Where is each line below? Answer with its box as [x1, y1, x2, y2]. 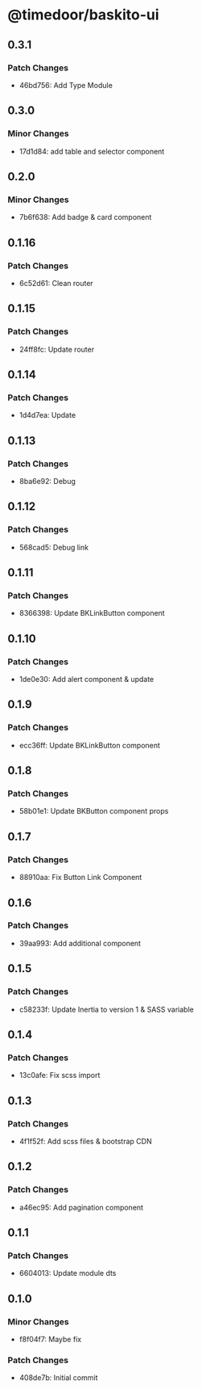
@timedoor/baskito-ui [7, 6, 159, 24]
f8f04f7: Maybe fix [19, 1334, 82, 1344]
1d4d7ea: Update [19, 410, 76, 420]
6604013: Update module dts [19, 1269, 117, 1278]
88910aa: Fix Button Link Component [19, 873, 142, 882]
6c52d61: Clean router [19, 278, 93, 288]
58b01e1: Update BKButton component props [19, 806, 169, 816]
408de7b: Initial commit [19, 1373, 98, 1383]
